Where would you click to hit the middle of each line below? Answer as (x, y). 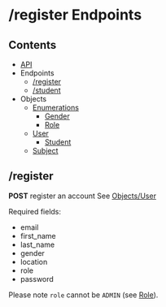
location (34, 262)
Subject (45, 151)
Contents (33, 45)
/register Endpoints (75, 15)
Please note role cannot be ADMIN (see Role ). (83, 295)
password (37, 279)
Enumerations (56, 108)
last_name (37, 244)
